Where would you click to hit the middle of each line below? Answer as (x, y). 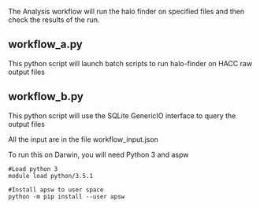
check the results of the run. (54, 20)
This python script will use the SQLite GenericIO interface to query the (122, 115)
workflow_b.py (46, 97)
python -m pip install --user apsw (67, 196)
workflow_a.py (45, 45)
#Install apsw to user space (56, 189)
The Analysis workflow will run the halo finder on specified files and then (126, 11)
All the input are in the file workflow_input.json (84, 139)
